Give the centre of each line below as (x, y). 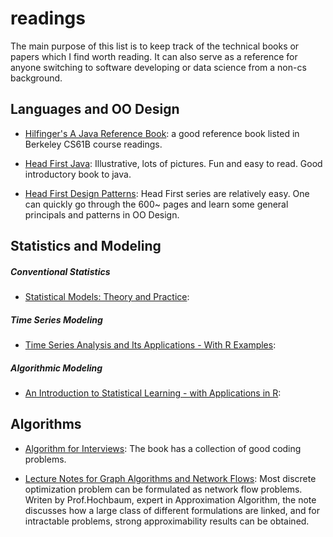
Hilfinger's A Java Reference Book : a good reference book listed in (162, 133)
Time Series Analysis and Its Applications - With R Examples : (150, 345)
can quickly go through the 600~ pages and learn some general (156, 204)
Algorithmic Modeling (56, 368)
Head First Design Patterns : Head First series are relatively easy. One (167, 193)
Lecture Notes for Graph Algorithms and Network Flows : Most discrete (170, 478)
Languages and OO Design (95, 109)
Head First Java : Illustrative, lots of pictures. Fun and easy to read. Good (173, 163)
